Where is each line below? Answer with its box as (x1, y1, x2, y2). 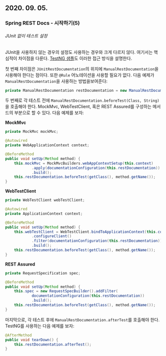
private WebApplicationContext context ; (5, 143, 90, 148)
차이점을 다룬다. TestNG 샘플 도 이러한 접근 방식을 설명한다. (18, 55, 132, 61)
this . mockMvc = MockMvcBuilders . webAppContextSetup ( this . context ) (14, 160, 154, 166)
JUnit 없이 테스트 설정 (5, 33, 48, 39)
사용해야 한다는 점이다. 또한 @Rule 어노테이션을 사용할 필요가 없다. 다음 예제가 (5, 72, 155, 78)
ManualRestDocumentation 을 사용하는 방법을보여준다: (5, 78, 108, 84)
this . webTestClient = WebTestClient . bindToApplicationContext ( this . (14, 229, 158, 234)
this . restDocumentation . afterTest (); (14, 342, 92, 347)
